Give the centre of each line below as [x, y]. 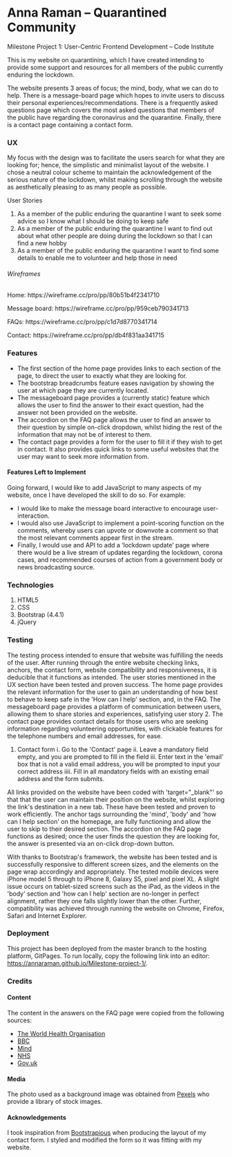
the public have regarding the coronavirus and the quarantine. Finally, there [114, 117]
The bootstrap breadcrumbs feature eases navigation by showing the [116, 383]
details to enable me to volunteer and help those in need [97, 258]
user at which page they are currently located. [83, 390]
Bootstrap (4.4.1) [40, 615]
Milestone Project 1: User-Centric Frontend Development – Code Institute [110, 46]
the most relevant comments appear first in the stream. [95, 538]
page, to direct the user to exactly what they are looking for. [102, 375]
